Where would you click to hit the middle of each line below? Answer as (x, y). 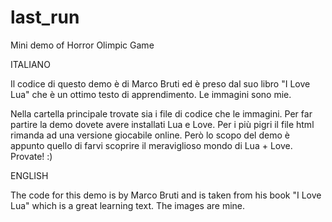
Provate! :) (31, 156)
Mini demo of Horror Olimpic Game (82, 45)
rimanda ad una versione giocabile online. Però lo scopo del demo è (150, 135)
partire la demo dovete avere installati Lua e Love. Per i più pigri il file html (162, 124)
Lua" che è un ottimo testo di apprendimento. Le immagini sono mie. (151, 94)
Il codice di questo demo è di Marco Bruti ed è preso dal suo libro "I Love (160, 83)
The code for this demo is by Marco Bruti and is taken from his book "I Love (166, 195)
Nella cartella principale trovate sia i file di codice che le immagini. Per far (161, 113)
